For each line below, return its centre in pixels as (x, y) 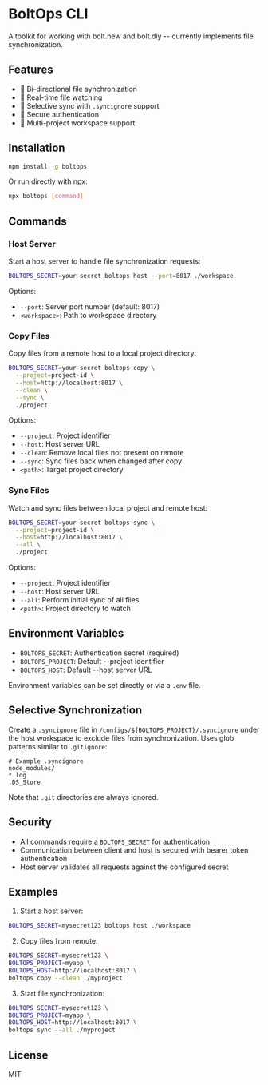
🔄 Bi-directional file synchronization (79, 89)
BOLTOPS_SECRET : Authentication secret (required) (99, 653)
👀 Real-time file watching (61, 97)
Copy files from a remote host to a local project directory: (102, 353)
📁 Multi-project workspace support (77, 123)
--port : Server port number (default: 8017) (90, 306)
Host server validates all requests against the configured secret (124, 867)
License (28, 1055)
